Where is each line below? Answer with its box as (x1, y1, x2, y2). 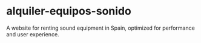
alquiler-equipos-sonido (6, 4, 131, 18)
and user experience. (6, 30, 59, 38)
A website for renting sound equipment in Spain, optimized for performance (6, 24, 195, 31)
